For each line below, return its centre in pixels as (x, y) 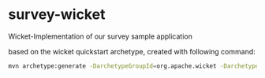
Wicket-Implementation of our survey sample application (101, 36)
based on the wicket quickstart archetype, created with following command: (132, 51)
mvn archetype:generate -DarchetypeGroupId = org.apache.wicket (112, 66)
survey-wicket (57, 15)
